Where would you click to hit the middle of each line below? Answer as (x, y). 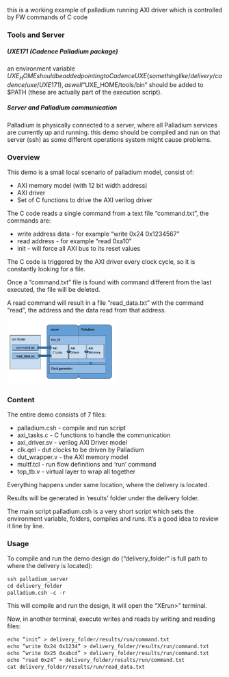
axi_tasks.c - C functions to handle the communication (94, 435)
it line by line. (26, 526)
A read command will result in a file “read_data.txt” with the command (105, 303)
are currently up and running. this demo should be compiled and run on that (114, 132)
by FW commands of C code (47, 17)
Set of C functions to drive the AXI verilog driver (84, 200)
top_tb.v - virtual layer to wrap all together (76, 471)
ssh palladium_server (38, 579)
